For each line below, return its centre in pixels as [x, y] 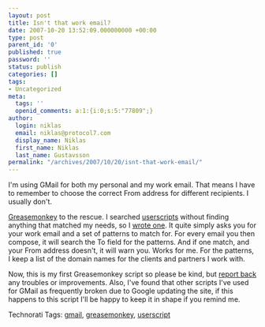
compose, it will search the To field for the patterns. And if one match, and [129, 242]
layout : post [30, 15]
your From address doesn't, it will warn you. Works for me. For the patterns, [131, 250]
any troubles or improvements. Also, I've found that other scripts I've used [129, 283]
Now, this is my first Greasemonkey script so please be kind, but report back [132, 274]
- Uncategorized [35, 89]
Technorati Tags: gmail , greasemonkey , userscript [90, 315]
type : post [26, 38]
